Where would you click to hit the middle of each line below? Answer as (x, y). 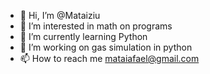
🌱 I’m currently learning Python (83, 36)
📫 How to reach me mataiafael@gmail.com (109, 58)
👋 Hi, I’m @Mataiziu (60, 15)
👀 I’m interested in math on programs (96, 26)
